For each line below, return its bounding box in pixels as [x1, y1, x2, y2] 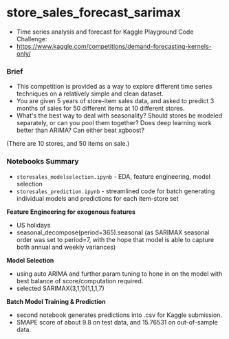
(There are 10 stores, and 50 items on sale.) [6, 140, 130, 148]
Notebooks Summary [6, 157, 80, 166]
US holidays [16, 221, 51, 229]
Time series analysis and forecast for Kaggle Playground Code [16, 28, 194, 36]
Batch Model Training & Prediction [6, 297, 106, 305]
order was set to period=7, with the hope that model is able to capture [16, 235, 215, 243]
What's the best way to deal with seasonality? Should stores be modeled [16, 111, 223, 120]
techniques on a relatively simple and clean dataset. [16, 89, 164, 98]
